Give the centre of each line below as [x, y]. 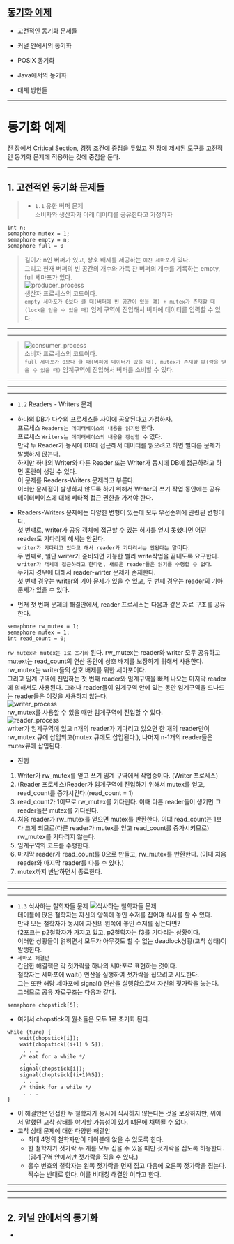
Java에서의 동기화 [42, 75]
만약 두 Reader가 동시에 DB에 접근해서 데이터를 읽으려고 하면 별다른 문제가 [119, 445]
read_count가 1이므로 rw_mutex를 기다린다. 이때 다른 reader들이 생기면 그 [119, 801]
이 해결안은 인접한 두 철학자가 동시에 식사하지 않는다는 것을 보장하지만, [113, 1113]
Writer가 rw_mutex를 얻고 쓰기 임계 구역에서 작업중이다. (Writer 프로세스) [118, 775]
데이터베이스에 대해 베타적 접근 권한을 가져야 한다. [85, 497]
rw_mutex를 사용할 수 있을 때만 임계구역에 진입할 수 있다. [85, 712]
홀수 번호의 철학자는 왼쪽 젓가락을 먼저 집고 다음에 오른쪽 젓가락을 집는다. [127, 1165]
